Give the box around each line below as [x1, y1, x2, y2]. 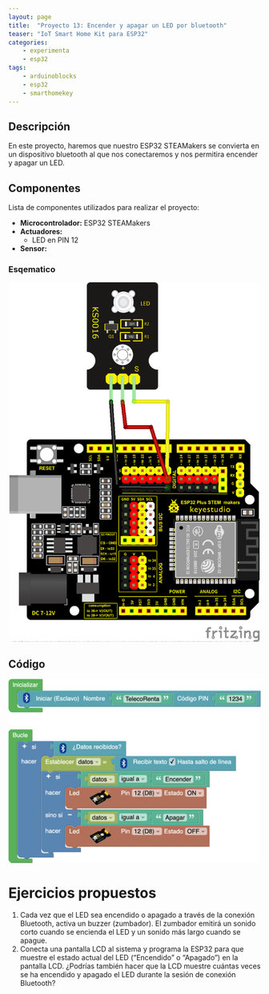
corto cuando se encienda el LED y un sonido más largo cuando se [19, 927, 241, 937]
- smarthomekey [22, 89, 74, 97]
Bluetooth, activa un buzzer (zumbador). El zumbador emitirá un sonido [19, 919, 256, 928]
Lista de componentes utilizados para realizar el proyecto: [8, 203, 200, 213]
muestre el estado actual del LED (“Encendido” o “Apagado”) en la [19, 953, 239, 963]
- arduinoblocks [22, 72, 78, 80]
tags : [8, 64, 26, 72]
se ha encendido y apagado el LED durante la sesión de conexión [19, 970, 236, 980]
